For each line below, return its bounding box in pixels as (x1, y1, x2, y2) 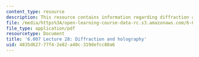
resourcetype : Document (6, 31, 65, 37)
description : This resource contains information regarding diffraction (6, 14, 190, 20)
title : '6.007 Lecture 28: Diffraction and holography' (6, 36, 147, 42)
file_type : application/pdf (6, 25, 76, 31)
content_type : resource (6, 8, 65, 15)
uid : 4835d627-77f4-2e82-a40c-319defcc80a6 (6, 42, 115, 48)
